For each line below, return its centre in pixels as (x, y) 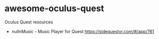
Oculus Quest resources (29, 22)
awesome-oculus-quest (54, 9)
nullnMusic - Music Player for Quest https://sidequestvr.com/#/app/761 (83, 31)
